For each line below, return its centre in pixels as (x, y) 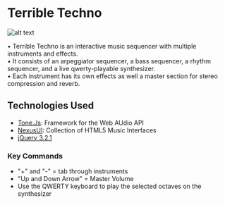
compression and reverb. (44, 83)
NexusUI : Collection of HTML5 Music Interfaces (87, 130)
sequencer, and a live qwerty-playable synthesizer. (81, 68)
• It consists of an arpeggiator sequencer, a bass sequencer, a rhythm (109, 61)
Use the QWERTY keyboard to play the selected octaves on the (109, 186)
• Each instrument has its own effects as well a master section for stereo (113, 76)
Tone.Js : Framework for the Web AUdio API (81, 123)
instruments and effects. (43, 54)
